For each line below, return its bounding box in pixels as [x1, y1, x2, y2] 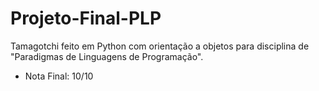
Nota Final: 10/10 [24, 70, 94, 82]
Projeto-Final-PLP [10, 7, 162, 30]
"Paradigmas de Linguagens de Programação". [10, 50, 204, 62]
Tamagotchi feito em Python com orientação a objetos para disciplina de [10, 40, 310, 52]
